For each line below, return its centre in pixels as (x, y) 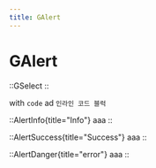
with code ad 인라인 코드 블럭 (58, 103)
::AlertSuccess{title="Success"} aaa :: (78, 137)
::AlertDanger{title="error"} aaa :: (69, 154)
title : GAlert (35, 17)
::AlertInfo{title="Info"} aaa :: (61, 119)
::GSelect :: (29, 86)
